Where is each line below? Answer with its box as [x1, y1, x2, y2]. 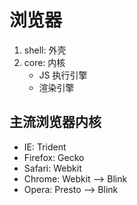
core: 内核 [23, 56, 66, 68]
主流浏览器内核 [9, 114, 102, 131]
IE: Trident [23, 141, 67, 153]
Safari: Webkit [23, 162, 82, 174]
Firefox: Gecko [23, 151, 85, 163]
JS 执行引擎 [38, 69, 88, 81]
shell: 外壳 [23, 44, 67, 56]
